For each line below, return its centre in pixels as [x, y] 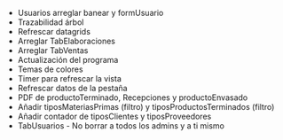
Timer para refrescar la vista [70, 78]
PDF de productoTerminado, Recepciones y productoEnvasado [133, 97]
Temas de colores [50, 69]
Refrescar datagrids [54, 31]
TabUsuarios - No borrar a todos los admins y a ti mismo [121, 126]
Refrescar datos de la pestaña [72, 88]
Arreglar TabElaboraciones [67, 41]
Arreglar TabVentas [53, 51]
